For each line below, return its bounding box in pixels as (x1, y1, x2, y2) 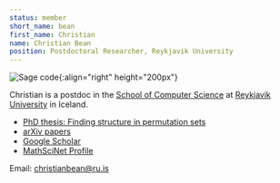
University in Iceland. (9, 99, 89, 110)
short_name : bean (9, 22, 75, 31)
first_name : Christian (9, 30, 95, 39)
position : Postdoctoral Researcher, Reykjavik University (9, 47, 234, 56)
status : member (9, 13, 67, 23)
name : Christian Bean (9, 38, 92, 48)
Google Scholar (22, 136, 82, 147)
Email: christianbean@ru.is (9, 163, 109, 174)
